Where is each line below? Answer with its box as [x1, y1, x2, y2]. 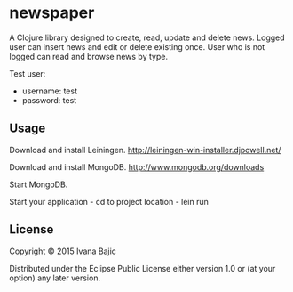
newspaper [9, 3, 95, 23]
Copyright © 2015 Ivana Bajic [9, 246, 117, 256]
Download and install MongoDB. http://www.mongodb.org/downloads [9, 161, 265, 172]
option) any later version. [9, 272, 100, 283]
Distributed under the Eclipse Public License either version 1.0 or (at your [9, 263, 276, 273]
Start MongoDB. [9, 179, 68, 190]
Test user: [9, 68, 46, 78]
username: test [21, 85, 78, 96]
